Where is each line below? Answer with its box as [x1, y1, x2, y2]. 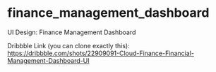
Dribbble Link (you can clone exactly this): [7, 41, 130, 50]
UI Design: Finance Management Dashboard [7, 28, 136, 36]
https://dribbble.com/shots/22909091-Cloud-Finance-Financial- [7, 49, 194, 57]
